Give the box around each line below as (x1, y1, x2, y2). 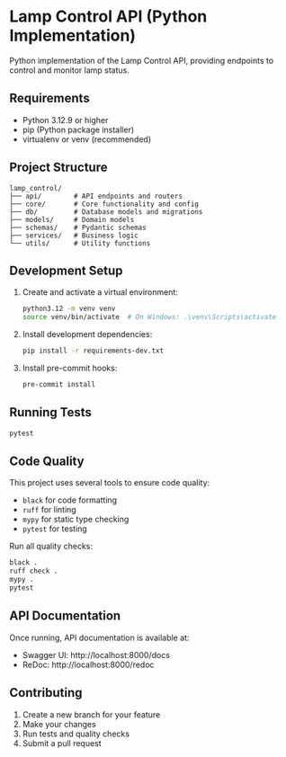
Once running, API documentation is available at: (9, 632, 190, 643)
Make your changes (22, 718, 96, 729)
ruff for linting (22, 504, 76, 515)
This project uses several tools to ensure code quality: (9, 477, 210, 488)
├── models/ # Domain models (9, 215, 135, 224)
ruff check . (9, 566, 58, 576)
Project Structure (9, 160, 108, 175)
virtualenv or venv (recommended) (22, 133, 151, 145)
